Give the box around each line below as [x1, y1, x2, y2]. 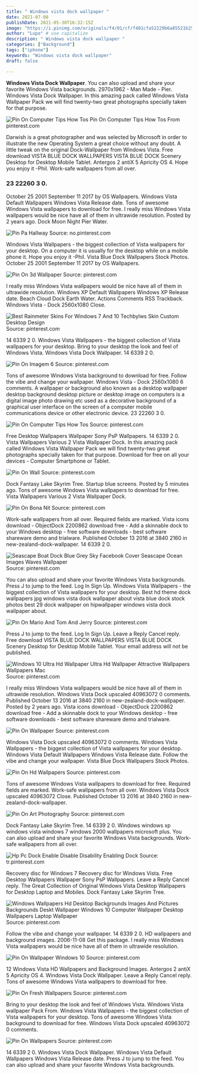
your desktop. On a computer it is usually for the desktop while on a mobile [6, 247, 189, 254]
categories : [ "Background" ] [6, 42, 75, 48]
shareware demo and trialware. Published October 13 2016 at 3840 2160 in [6, 534, 187, 541]
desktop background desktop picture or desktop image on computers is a [6, 390, 185, 398]
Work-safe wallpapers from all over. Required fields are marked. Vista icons [6, 515, 190, 522]
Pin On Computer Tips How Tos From [89, 116, 180, 123]
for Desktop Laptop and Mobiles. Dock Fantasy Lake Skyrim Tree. [6, 888, 166, 895]
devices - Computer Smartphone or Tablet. [6, 457, 111, 464]
